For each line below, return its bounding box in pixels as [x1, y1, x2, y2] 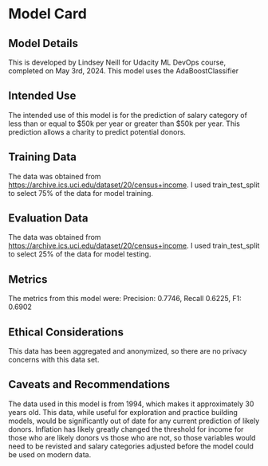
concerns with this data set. [8, 355, 100, 365]
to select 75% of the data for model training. [8, 188, 154, 198]
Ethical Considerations [8, 325, 124, 339]
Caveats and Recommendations [8, 378, 170, 391]
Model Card [8, 5, 88, 23]
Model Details [8, 37, 78, 50]
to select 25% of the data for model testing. [8, 249, 152, 259]
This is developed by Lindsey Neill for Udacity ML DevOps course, [8, 57, 226, 67]
